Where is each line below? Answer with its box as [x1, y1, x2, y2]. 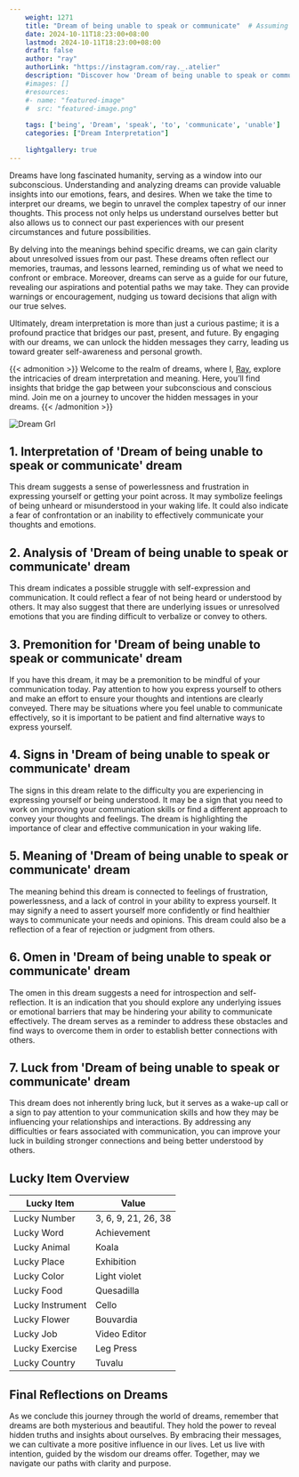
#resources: [25, 87, 69, 96]
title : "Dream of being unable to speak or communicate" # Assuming [25, 21, 289, 30]
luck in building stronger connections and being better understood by [9, 1135, 264, 1146]
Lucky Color [13, 1270, 65, 1282]
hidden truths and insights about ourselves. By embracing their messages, [9, 1429, 282, 1440]
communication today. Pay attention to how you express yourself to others [9, 684, 282, 695]
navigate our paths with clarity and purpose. [9, 1457, 172, 1468]
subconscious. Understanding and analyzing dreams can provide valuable [9, 179, 281, 190]
